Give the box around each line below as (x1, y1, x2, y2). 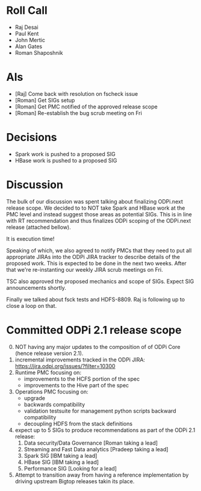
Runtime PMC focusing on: (14, 369, 82, 376)
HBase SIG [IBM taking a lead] (23, 458, 99, 466)
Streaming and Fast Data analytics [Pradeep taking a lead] (23, 445, 169, 452)
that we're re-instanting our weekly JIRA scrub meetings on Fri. (6, 266, 164, 273)
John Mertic (14, 36, 45, 43)
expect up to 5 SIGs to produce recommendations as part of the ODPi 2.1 (14, 426, 196, 434)
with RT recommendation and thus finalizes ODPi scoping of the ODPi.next (6, 217, 191, 224)
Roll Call (6, 4, 48, 17)
